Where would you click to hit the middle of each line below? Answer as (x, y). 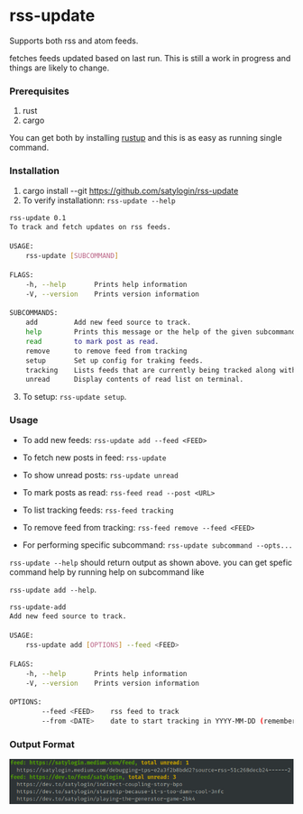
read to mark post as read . (92, 341)
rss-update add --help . (53, 589)
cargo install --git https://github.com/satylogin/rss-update (130, 190)
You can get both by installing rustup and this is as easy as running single (146, 138)
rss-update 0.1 (38, 217)
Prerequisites (39, 91)
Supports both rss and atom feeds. (74, 41)
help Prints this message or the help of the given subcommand (161, 332)
